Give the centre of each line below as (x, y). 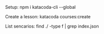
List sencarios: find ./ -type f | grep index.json (52, 26)
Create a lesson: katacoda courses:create (48, 17)
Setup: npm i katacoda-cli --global (41, 7)
